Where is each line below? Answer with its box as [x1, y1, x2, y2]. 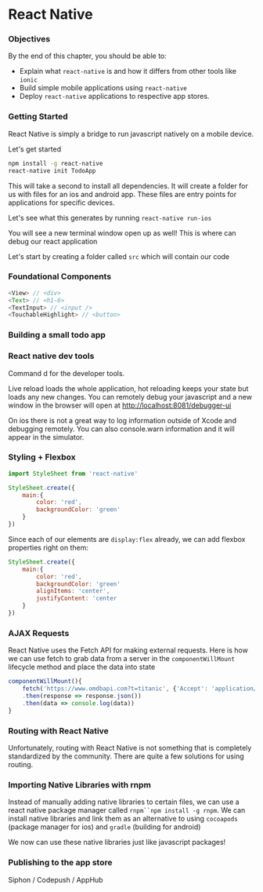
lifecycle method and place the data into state [8, 662, 156, 672]
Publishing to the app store [8, 857, 113, 868]
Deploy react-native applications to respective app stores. [19, 92, 210, 101]
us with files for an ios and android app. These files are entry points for [8, 189, 237, 199]
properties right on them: [8, 543, 88, 552]
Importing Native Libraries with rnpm [8, 779, 151, 790]
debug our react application [8, 236, 98, 246]
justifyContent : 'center [36, 594, 117, 602]
